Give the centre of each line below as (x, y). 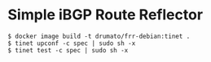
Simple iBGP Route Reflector (105, 15)
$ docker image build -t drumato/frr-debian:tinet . (99, 36)
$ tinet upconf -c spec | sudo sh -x (72, 43)
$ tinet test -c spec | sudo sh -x (68, 50)
